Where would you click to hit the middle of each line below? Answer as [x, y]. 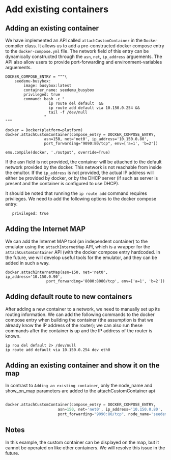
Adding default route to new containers [69, 297]
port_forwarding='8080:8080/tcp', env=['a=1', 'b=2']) [106, 281]
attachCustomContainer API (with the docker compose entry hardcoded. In [83, 252]
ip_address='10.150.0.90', [34, 277]
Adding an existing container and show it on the [82, 366]
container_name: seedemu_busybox [59, 90]
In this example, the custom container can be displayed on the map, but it [82, 442]
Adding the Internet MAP [45, 229]
